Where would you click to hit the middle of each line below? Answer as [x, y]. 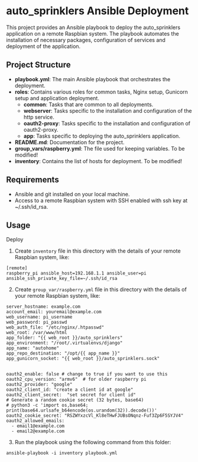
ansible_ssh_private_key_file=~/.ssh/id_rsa [62, 279]
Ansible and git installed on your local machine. [72, 194]
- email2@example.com [38, 431]
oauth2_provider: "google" [39, 385]
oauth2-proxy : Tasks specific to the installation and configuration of [107, 123]
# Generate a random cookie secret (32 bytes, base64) [75, 400]
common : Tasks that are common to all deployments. [88, 104]
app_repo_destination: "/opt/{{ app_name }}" [63, 353]
